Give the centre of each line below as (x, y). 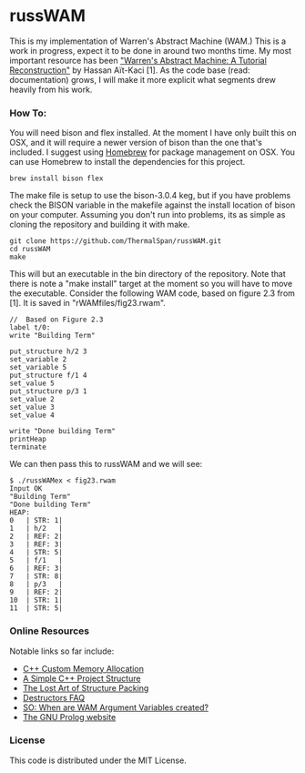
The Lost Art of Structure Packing (86, 687)
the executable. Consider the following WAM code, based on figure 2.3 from (152, 293)
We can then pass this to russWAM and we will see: (106, 464)
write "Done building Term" (63, 432)
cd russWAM (30, 249)
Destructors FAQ (53, 697)
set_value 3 (32, 407)
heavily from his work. (51, 89)
